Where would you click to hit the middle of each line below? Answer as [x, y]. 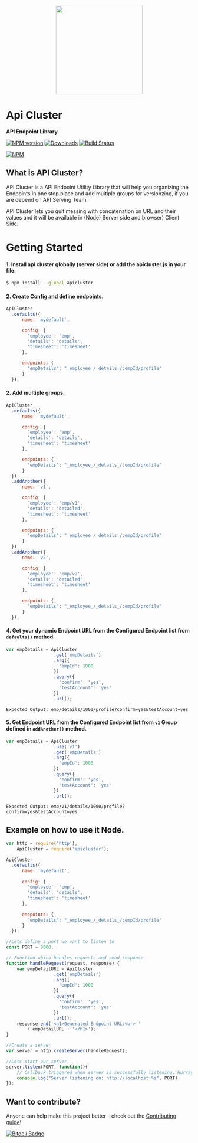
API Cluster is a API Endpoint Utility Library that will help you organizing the [97, 187]
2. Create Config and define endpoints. [55, 296]
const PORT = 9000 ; [30, 947]
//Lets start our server [37, 1061]
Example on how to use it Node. [65, 830]
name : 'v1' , [36, 487]
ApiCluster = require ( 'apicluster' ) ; [63, 849]
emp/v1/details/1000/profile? [88, 807]
